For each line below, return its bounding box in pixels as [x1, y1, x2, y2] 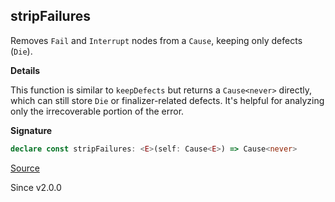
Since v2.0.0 [10, 181, 62, 193]
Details [10, 64, 41, 76]
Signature [10, 124, 53, 136]
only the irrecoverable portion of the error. [10, 105, 185, 117]
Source [10, 162, 40, 174]
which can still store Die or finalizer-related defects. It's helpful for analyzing [10, 94, 325, 106]
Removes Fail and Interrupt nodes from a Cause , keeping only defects [10, 34, 303, 46]
